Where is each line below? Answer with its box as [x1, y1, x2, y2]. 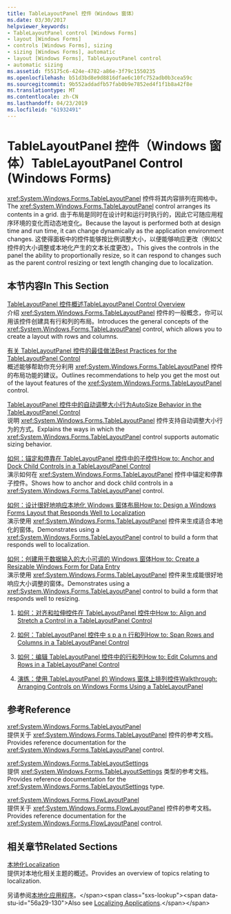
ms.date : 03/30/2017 [7, 17, 67, 23]
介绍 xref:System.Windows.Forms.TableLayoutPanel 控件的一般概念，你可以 [7, 308, 223, 317]
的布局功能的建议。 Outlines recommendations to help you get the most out [7, 370, 220, 379]
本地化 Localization [7, 860, 60, 869]
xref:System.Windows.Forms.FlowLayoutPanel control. [7, 819, 163, 828]
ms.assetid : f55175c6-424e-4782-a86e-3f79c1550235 [7, 68, 156, 74]
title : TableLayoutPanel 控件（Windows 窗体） [7, 10, 137, 17]
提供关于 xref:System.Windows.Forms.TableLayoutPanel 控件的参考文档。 [7, 731, 217, 739]
